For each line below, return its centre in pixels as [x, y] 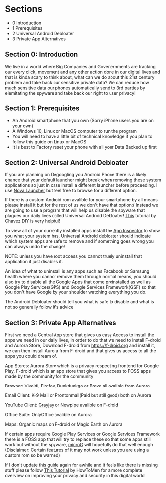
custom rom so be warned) [33, 455]
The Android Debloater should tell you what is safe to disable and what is [80, 302]
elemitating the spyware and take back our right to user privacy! [70, 93]
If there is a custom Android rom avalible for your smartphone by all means [81, 200]
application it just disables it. [34, 262]
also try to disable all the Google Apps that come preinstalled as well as [78, 282]
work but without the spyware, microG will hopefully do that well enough [79, 445]
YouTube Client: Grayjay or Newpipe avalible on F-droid [62, 405]
